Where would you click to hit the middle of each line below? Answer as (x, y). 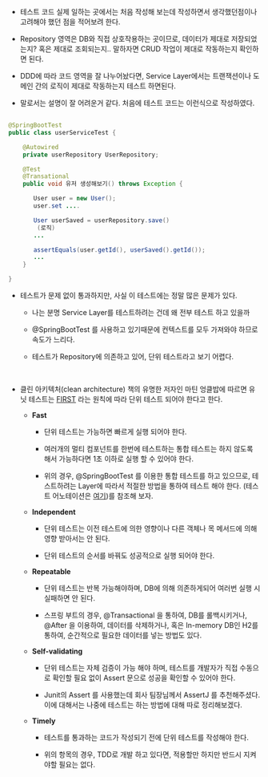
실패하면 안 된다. (70, 598)
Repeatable (51, 571)
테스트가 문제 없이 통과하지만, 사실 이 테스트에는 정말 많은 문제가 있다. (128, 295)
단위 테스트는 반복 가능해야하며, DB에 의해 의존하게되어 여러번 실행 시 (152, 588)
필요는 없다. (77, 765)
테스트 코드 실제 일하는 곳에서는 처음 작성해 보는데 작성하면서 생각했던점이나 (138, 12)
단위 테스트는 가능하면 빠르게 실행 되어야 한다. (115, 432)
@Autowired (41, 147)
